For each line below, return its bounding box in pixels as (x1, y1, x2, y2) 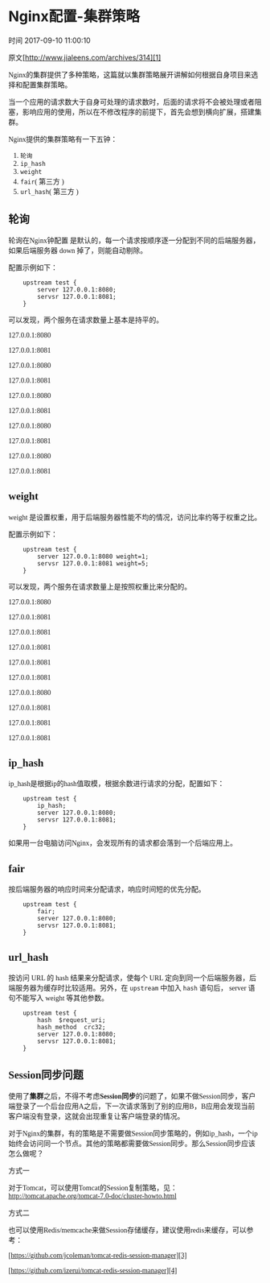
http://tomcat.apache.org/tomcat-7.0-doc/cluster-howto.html (8, 1191, 177, 1200)
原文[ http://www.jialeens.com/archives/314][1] (8, 52, 162, 62)
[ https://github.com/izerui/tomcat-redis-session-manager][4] (8, 1266, 178, 1275)
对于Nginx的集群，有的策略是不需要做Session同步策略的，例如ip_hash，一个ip (8, 1129, 259, 1138)
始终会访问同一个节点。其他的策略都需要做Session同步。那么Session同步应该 (8, 1139, 256, 1148)
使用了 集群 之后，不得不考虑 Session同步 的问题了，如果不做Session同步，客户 (8, 1092, 256, 1100)
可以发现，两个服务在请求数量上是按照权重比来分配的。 (8, 582, 191, 591)
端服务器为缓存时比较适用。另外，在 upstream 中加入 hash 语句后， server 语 (8, 984, 256, 992)
